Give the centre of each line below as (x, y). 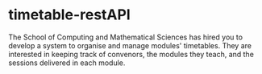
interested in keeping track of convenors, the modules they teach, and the (131, 54)
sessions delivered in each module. (67, 63)
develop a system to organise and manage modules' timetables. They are (130, 45)
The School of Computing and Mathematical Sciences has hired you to (126, 37)
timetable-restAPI (69, 15)
